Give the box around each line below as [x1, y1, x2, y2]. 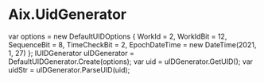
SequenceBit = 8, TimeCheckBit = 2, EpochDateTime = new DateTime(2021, [8, 39, 257, 49]
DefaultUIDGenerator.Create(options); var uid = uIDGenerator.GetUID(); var [8, 57, 253, 66]
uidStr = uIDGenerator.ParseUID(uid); [8, 65, 130, 74]
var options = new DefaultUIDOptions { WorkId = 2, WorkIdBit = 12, [8, 32, 227, 41]
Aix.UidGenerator [8, 6, 127, 24]
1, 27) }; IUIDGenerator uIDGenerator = [8, 48, 135, 58]
